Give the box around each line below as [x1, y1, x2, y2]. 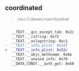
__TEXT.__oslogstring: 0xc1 [11, 38, 68, 43]
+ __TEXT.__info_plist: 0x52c [5, 48, 68, 53]
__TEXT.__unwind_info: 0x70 [11, 57, 68, 62]
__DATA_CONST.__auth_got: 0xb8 [11, 61, 75, 66]
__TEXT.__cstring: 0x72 [11, 34, 59, 39]
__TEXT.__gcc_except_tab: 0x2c [11, 29, 75, 35]
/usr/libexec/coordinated [16, 17, 69, 21]
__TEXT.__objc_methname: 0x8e [11, 52, 72, 57]
